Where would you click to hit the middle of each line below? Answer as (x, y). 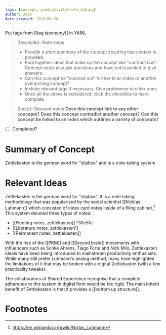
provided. (34, 57)
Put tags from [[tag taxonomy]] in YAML (46, 33)
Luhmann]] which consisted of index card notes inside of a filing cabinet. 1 (80, 207)
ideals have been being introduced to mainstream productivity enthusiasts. (81, 253)
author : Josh (19, 14)
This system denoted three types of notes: (48, 213)
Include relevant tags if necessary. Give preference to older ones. (91, 89)
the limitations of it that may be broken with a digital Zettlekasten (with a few (83, 264)
